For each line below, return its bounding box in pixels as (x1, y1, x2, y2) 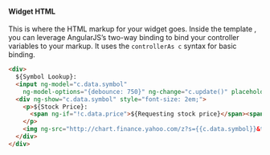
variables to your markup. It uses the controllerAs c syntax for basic (8, 41, 237, 51)
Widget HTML (8, 6, 56, 16)
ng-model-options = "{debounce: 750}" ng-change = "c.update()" (22, 88, 228, 96)
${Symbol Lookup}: (15, 73, 78, 81)
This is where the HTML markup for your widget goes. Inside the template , (8, 24, 257, 34)
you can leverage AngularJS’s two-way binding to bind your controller (8, 33, 239, 43)
